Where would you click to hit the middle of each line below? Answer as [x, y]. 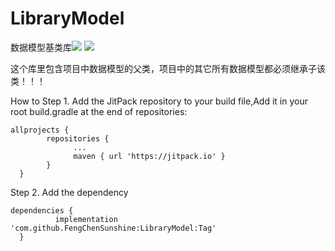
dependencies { [42, 210]
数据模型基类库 [41, 47]
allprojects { [40, 130]
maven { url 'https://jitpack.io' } [149, 156]
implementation [86, 219]
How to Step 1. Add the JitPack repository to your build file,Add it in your [159, 101]
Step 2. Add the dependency [69, 192]
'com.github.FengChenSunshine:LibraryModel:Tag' [113, 228]
